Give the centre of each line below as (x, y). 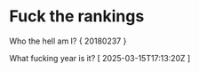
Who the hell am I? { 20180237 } (68, 41)
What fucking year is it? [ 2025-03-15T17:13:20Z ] (100, 58)
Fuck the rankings (77, 16)
